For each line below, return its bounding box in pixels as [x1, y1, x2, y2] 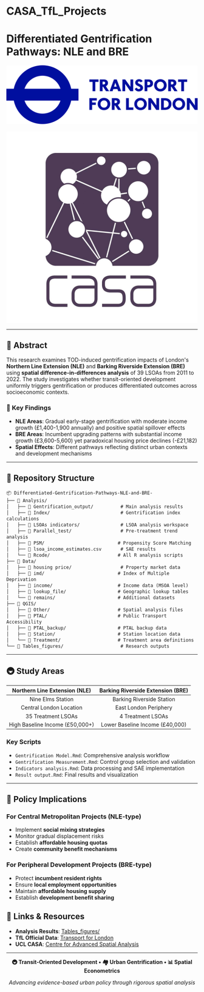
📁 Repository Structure [6, 473, 95, 484]
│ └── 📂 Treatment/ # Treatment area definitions [6, 637, 194, 643]
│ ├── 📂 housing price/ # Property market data [6, 564, 181, 570]
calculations [6, 516, 39, 522]
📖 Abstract [6, 340, 47, 351]
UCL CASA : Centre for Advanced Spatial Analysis [15, 940, 139, 948]
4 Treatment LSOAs [119, 712, 169, 720]
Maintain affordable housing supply [15, 887, 106, 894]
